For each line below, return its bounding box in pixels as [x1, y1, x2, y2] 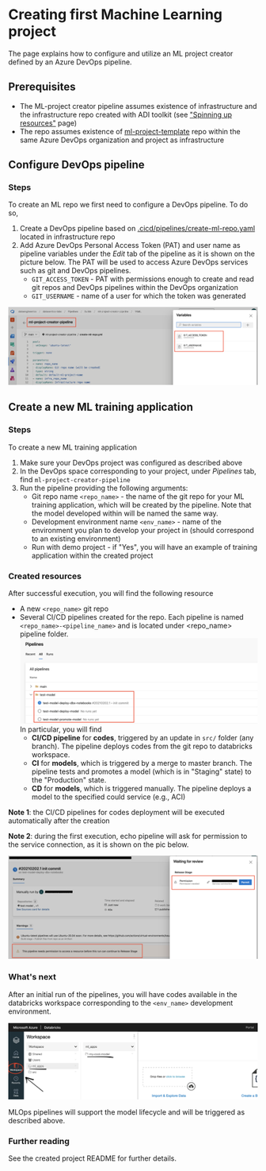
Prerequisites [8, 80, 76, 94]
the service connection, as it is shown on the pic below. [8, 840, 189, 849]
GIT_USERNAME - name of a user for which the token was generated [31, 292, 247, 301]
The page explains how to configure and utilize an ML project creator [8, 48, 234, 58]
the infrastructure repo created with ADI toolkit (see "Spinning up [19, 110, 232, 119]
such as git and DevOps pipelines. [19, 266, 131, 276]
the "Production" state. [31, 775, 107, 784]
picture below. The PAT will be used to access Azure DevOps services [19, 257, 249, 267]
